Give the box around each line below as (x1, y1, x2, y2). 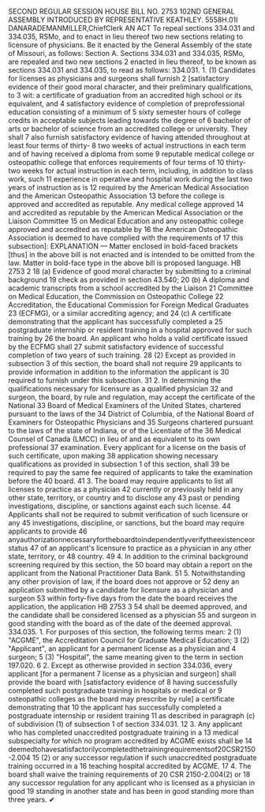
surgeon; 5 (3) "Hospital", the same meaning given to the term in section (8, 653, 244, 661)
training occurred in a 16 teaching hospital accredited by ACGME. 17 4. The (8, 761, 252, 770)
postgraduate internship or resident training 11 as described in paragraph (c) (8, 711, 256, 720)
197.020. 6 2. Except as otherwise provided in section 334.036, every (8, 660, 233, 670)
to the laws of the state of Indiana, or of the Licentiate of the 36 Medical (8, 426, 242, 435)
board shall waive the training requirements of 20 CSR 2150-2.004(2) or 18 (8, 769, 251, 779)
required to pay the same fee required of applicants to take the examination (8, 468, 253, 477)
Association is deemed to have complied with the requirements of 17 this (8, 233, 244, 242)
